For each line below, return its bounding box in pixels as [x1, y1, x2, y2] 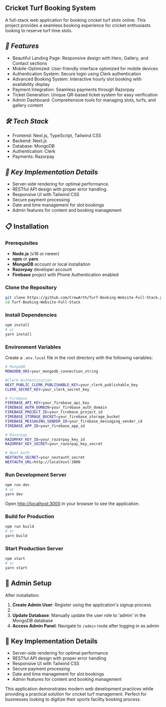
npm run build [5, 524, 35, 529]
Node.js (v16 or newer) [12, 250, 60, 256]
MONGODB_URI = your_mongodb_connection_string [5, 369, 98, 374]
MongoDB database [12, 617, 53, 624]
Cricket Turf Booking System [5, 4, 96, 12]
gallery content [12, 102, 43, 108]
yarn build [5, 533, 28, 538]
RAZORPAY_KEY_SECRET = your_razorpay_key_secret [5, 441, 103, 446]
